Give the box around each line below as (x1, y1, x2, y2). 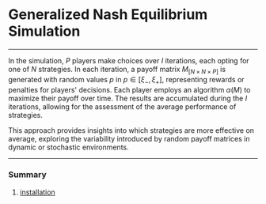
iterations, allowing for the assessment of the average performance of (8, 101, 237, 111)
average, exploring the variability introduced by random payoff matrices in (8, 134, 251, 143)
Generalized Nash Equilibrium (8, 6, 208, 24)
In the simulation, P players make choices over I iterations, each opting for (8, 55, 249, 65)
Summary (8, 169, 47, 180)
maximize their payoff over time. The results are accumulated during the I (8, 93, 248, 103)
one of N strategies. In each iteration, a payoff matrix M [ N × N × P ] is (8, 64, 226, 76)
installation (19, 187, 55, 197)
